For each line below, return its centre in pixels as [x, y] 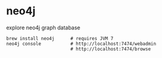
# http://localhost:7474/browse [111, 49]
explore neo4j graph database [43, 28]
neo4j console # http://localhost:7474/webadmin [81, 44]
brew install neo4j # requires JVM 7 [60, 38]
